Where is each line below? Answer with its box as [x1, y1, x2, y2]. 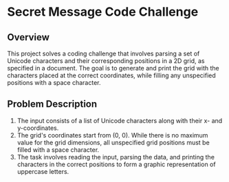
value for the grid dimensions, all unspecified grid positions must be [17, 138, 210, 146]
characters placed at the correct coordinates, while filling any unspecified [7, 71, 217, 79]
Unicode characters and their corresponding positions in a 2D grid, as [7, 57, 205, 65]
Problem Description [7, 99, 98, 110]
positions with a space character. [7, 79, 101, 86]
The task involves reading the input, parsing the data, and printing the [17, 153, 215, 161]
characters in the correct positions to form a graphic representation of [17, 160, 216, 168]
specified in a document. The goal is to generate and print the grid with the [7, 64, 220, 72]
